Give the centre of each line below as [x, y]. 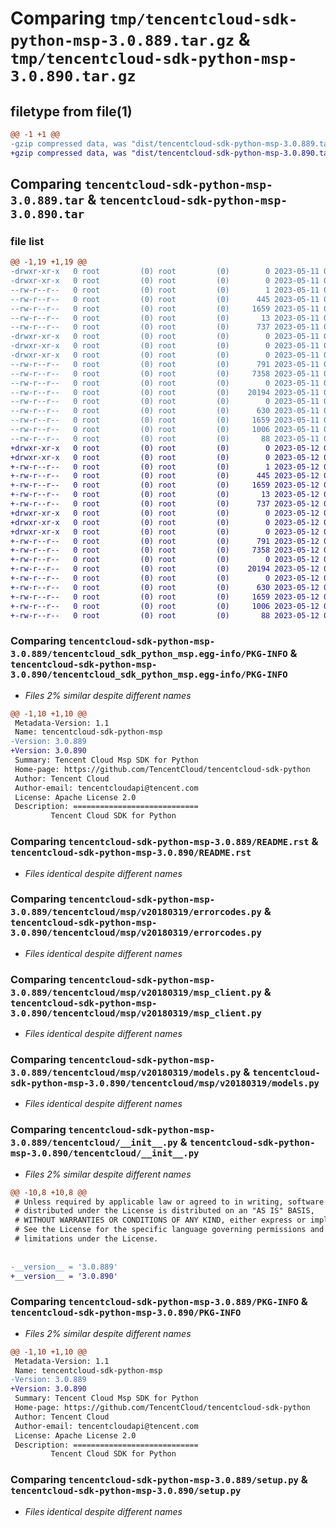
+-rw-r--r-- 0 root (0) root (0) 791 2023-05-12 [165, 541]
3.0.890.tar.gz [73, 76]
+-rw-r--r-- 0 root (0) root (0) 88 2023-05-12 [165, 615]
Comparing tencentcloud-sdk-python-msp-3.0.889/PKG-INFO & [159, 1302]
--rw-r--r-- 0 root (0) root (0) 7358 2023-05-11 [165, 373]
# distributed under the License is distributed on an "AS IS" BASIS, [164, 1211]
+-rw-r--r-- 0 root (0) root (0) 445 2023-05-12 [165, 476]
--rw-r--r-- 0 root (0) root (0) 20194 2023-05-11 [165, 392]
